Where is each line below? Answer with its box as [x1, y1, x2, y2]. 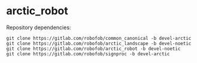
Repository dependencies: [6, 24, 71, 31]
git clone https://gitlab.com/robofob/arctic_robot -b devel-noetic [6, 46, 181, 52]
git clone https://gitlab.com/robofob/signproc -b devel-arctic [6, 51, 170, 57]
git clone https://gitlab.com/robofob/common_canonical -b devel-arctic [6, 35, 192, 41]
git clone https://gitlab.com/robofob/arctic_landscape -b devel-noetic [6, 40, 192, 46]
